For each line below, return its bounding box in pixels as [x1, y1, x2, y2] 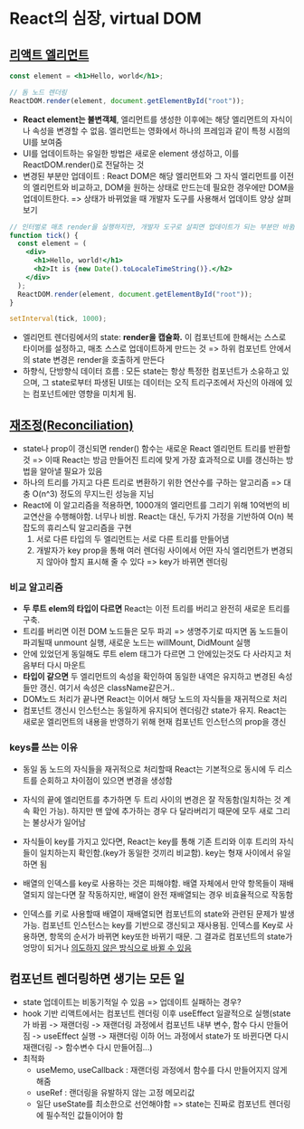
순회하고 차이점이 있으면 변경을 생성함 [39, 774, 174, 785]
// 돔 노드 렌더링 [9, 88, 68, 97]
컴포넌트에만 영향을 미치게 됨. [32, 388, 137, 399]
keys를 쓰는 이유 [9, 741, 79, 754]
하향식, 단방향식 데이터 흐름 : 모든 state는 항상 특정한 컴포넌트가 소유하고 [22, 365, 280, 376]
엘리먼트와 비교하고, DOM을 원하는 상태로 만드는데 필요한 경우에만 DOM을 [32, 182, 295, 193]
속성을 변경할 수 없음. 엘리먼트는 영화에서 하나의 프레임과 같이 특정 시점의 [32, 125, 291, 136]
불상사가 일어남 [32, 816, 86, 828]
